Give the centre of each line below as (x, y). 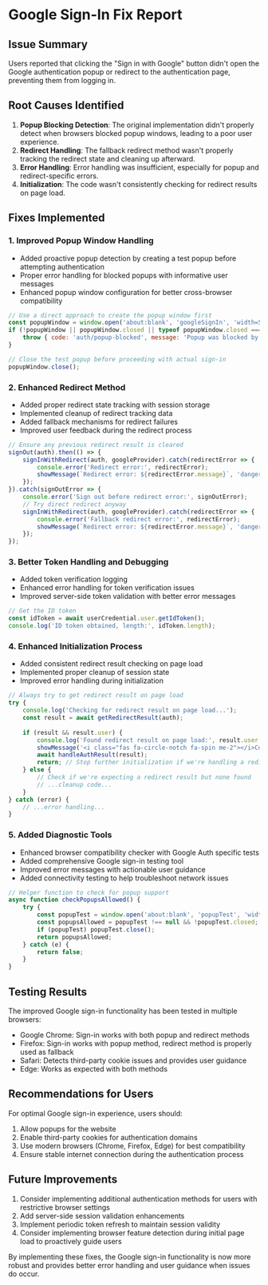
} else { (37, 770)
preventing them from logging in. (62, 80)
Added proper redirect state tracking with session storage (115, 405)
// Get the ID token (43, 611)
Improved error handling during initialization (92, 680)
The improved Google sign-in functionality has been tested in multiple (123, 1011)
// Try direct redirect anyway (75, 504)
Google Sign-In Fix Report (95, 15)
